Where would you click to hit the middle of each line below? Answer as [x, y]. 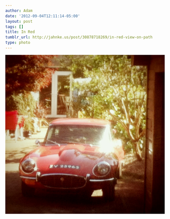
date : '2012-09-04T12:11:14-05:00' [43, 16]
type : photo [18, 43]
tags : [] [14, 27]
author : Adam [19, 11]
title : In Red [20, 32]
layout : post [19, 21]
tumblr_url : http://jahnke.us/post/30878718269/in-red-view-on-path [79, 37]
